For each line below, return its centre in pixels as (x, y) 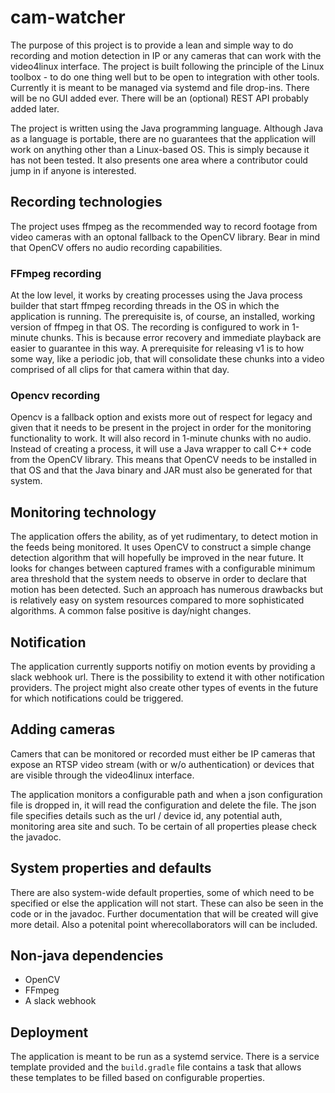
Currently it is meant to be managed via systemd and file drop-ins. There (160, 87)
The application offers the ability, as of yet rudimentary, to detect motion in (164, 537)
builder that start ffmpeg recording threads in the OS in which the (145, 306)
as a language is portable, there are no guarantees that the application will (163, 138)
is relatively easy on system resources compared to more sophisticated (157, 600)
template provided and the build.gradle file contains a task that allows (156, 1067)
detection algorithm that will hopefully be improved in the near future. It (157, 558)
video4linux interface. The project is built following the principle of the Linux (167, 66)
